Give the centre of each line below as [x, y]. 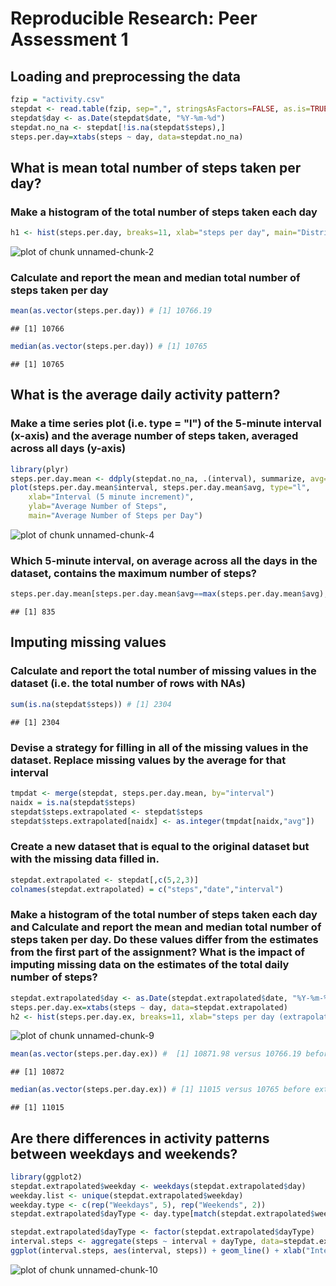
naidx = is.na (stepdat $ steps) [73, 802]
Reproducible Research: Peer [134, 18]
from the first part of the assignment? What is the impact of [158, 952]
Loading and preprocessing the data [125, 76]
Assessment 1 [69, 39]
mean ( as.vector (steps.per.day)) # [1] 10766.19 [111, 311]
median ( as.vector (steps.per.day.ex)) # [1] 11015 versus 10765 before [160, 1090]
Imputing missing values [88, 642]
